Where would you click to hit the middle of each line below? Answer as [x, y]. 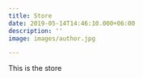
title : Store [30, 16]
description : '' [36, 31]
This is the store [35, 69]
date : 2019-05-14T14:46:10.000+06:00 [72, 23]
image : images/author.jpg [52, 38]
